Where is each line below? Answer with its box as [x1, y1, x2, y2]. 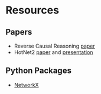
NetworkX [14, 81, 39, 88]
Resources [5, 4, 60, 17]
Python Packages [5, 66, 72, 76]
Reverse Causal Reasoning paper [14, 42, 95, 49]
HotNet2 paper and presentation [14, 49, 93, 56]
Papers [5, 27, 32, 37]
